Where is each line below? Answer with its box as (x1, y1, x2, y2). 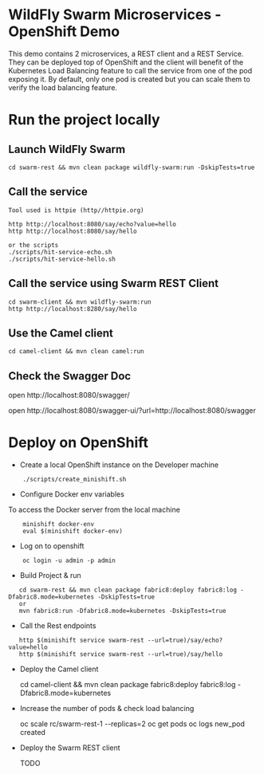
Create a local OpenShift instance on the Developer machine (19, 460, 219, 470)
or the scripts (8, 241, 59, 249)
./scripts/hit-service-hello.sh (8, 255, 116, 263)
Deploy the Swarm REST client (19, 743, 121, 752)
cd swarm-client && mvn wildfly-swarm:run (8, 297, 152, 306)
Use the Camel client (8, 326, 113, 340)
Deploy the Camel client (19, 664, 99, 674)
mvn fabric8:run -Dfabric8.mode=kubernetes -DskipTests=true (18, 607, 227, 615)
